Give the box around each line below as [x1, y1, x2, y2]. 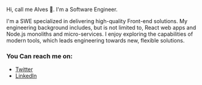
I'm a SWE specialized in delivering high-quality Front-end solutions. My [6, 18, 188, 24]
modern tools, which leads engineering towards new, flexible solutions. [6, 37, 185, 44]
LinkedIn [15, 72, 37, 80]
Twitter [15, 66, 34, 73]
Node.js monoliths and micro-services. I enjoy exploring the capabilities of [6, 30, 193, 38]
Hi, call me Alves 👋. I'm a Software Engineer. [6, 6, 118, 13]
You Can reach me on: [6, 52, 73, 60]
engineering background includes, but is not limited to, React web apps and [6, 24, 197, 31]
